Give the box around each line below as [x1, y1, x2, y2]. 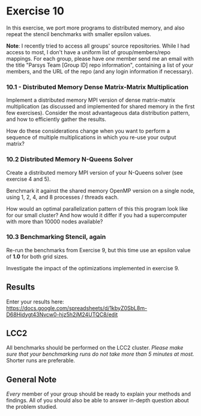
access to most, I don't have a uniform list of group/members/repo [6, 48, 171, 55]
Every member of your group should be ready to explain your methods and [6, 390, 191, 398]
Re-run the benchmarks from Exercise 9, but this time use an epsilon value [6, 246, 191, 253]
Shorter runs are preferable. [6, 357, 76, 364]
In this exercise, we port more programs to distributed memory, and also [6, 24, 185, 31]
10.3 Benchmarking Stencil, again [6, 233, 106, 241]
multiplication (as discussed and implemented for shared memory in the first [6, 103, 195, 110]
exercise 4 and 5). [6, 175, 51, 182]
